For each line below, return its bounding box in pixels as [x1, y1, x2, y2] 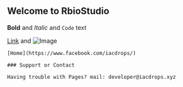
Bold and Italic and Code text [7, 23, 87, 31]
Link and [7, 37, 32, 45]
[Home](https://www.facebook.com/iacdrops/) [7, 50, 136, 56]
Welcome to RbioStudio [7, 5, 110, 17]
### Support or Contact [7, 61, 75, 69]
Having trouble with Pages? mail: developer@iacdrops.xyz [7, 73, 176, 80]
